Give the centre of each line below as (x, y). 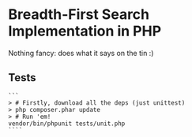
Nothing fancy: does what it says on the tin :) (81, 53)
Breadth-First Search (79, 15)
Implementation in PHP (85, 31)
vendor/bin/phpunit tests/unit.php (67, 124)
